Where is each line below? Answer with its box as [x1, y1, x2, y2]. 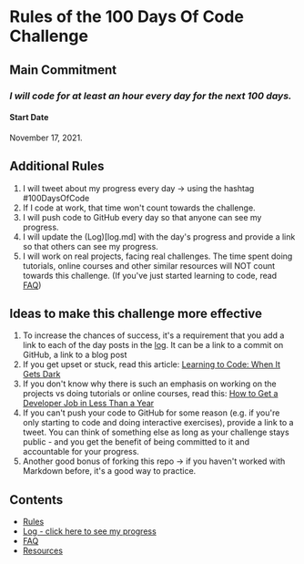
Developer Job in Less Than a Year [22, 398, 155, 409]
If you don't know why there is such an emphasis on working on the [22, 378, 277, 389]
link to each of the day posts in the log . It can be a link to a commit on [22, 340, 284, 351]
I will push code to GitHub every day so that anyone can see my [22, 211, 262, 222]
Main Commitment [9, 62, 117, 77]
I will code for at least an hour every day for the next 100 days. [9, 89, 292, 102]
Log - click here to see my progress [22, 526, 157, 537]
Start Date [9, 112, 49, 123]
